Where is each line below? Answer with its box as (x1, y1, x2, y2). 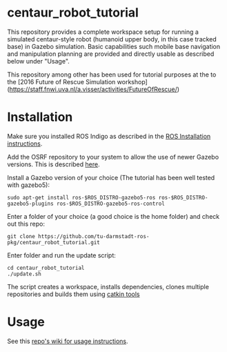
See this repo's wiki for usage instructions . (7, 337, 129, 345)
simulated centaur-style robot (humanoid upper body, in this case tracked (7, 35, 217, 43)
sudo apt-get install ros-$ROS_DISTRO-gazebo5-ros (7, 194, 156, 201)
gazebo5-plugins (7, 200, 54, 207)
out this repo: (7, 219, 45, 228)
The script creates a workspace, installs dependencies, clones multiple (7, 282, 209, 291)
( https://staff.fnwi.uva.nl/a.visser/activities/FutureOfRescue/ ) (7, 85, 180, 93)
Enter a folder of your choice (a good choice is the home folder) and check (7, 212, 219, 220)
